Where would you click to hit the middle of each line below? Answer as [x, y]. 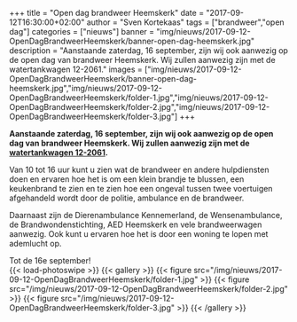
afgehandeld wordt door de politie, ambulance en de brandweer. [127, 198]
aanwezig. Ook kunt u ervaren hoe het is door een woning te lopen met [139, 234]
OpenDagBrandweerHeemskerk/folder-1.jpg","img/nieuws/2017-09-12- [139, 98]
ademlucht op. [35, 243]
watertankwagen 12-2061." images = [76, 69]
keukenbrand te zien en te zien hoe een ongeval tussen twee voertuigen [141, 188]
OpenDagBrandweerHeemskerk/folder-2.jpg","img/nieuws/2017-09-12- [140, 107]
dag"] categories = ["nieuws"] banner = [82, 31]
